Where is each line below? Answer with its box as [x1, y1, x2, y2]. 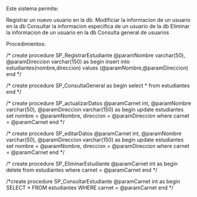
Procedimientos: [6, 41, 46, 47]
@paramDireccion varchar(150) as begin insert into [6, 58, 130, 65]
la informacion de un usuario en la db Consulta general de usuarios [6, 29, 169, 36]
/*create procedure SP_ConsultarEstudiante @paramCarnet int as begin [6, 178, 180, 185]
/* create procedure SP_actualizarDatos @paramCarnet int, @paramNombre [6, 100, 192, 107]
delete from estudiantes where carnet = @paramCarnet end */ [6, 166, 157, 173]
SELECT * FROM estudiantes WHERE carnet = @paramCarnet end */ [6, 184, 174, 191]
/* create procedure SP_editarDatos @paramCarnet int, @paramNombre [6, 130, 182, 137]
